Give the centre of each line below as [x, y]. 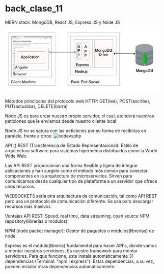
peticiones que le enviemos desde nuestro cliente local [61, 121]
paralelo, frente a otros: [29, 136]
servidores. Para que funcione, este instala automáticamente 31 [69, 256]
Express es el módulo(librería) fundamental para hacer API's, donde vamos [81, 245]
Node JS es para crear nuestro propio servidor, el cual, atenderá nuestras [80, 116]
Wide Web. [16, 156]
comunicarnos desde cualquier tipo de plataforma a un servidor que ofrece [81, 181]
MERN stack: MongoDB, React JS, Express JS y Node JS [63, 22]
